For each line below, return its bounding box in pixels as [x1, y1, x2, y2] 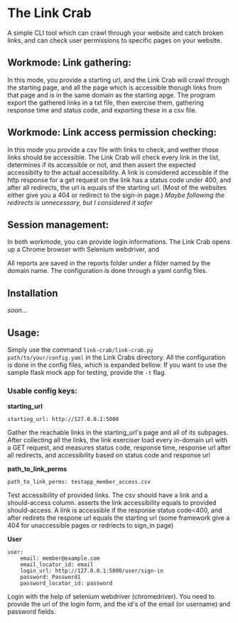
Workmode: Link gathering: [7, 57, 131, 69]
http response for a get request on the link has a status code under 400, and [7, 176, 231, 184]
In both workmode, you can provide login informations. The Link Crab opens [7, 238, 231, 246]
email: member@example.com [20, 555, 100, 563]
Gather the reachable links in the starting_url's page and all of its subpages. [7, 428, 229, 437]
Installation [7, 287, 58, 299]
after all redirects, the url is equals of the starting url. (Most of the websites [7, 183, 227, 191]
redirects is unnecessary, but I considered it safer [7, 198, 153, 207]
